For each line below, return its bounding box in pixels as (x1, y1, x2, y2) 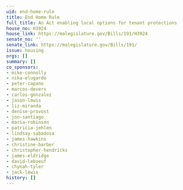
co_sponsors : (6, 64, 39, 70)
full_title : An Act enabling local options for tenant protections (6, 20, 178, 26)
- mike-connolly (6, 70, 46, 76)
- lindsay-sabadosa (6, 130, 55, 137)
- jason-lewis (6, 97, 42, 103)
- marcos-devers (6, 86, 46, 92)
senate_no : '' (6, 36, 42, 42)
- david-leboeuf (6, 158, 46, 164)
